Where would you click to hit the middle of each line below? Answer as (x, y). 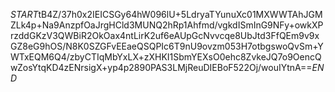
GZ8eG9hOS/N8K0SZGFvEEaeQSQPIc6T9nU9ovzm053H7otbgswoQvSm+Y (167, 46)
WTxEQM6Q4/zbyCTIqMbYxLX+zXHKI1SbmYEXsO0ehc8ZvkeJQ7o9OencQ (166, 57)
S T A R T (24, 14)
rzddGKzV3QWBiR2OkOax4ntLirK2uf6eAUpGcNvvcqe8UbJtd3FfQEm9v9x (165, 35)
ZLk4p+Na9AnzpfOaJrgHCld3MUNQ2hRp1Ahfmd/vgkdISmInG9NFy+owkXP (167, 25)
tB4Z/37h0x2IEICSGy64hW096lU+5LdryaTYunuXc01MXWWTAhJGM (180, 14)
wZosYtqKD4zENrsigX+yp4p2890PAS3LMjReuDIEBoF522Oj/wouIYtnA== (161, 67)
